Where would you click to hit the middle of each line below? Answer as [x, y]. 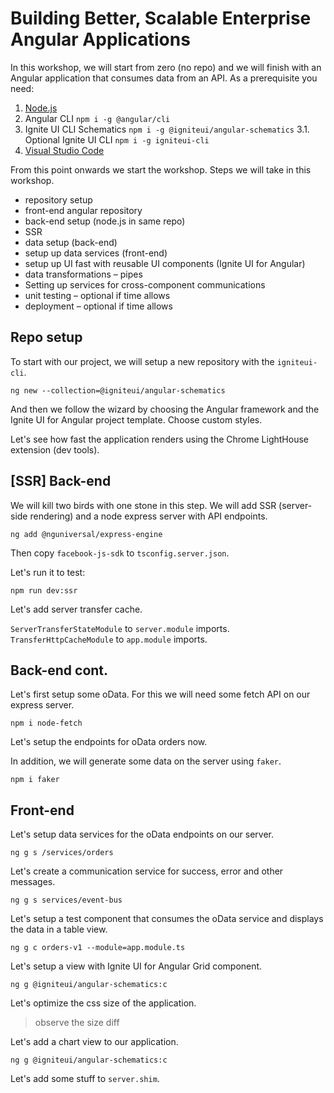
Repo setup [46, 337]
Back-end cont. [59, 670]
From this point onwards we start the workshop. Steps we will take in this [161, 169]
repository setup [58, 199]
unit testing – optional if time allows [97, 295]
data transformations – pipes [83, 274]
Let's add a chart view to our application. [94, 1042]
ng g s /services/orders [62, 853]
